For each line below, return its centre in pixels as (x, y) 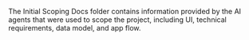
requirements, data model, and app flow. (75, 28)
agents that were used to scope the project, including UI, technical (118, 20)
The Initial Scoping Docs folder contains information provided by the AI (125, 11)
